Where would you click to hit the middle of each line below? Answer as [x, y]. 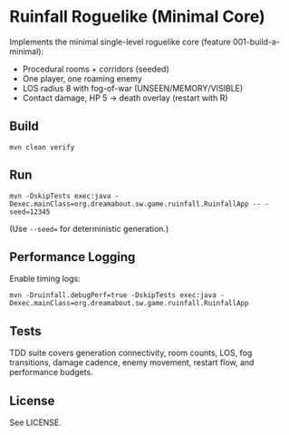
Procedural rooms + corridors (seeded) [96, 69]
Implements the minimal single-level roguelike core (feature [120, 42]
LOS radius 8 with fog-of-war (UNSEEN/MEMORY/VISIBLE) [133, 88]
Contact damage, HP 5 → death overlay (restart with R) [125, 98]
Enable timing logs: [45, 279]
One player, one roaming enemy [82, 78]
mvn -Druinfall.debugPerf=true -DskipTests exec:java [113, 295]
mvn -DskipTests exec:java [60, 196]
